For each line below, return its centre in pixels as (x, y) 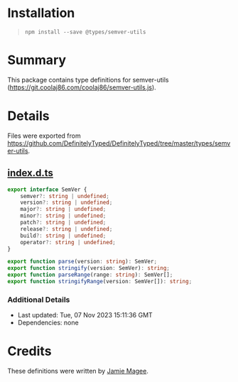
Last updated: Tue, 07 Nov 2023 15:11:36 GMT (85, 315)
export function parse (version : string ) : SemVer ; (82, 262)
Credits (29, 351)
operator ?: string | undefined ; (68, 242)
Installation (41, 13)
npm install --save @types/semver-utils (85, 32)
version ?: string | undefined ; (66, 203)
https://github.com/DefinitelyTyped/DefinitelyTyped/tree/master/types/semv (119, 143)
